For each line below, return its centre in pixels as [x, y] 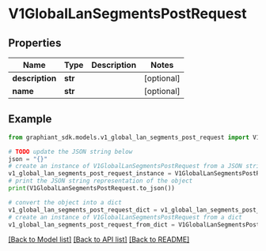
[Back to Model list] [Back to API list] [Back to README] [99, 240]
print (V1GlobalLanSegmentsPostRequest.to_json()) [92, 189]
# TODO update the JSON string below [70, 152]
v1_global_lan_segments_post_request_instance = [90, 174]
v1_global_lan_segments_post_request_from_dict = [92, 225]
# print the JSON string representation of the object [101, 181]
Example [30, 119]
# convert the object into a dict [65, 202]
